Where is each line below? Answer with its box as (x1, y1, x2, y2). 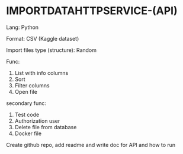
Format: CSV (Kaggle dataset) (6, 35, 79, 42)
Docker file (14, 130, 42, 137)
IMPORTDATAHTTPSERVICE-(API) (6, 4, 178, 18)
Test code (14, 111, 40, 118)
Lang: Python (6, 24, 39, 31)
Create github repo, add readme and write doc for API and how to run (6, 141, 176, 148)
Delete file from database (14, 123, 77, 130)
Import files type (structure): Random (6, 46, 97, 54)
